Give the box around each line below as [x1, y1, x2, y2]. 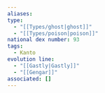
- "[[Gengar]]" [13, 69, 58, 76]
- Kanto [13, 50, 36, 57]
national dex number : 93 [7, 36, 80, 43]
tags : [7, 43, 23, 50]
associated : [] [7, 75, 52, 83]
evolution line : [7, 56, 55, 63]
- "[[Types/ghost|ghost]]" [13, 23, 92, 30]
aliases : [7, 10, 33, 17]
